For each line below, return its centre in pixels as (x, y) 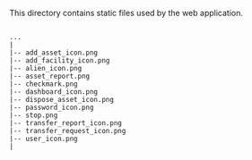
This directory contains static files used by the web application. (126, 13)
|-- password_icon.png (52, 107)
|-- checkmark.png (43, 84)
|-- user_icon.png (43, 139)
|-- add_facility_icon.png (60, 61)
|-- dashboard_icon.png (54, 92)
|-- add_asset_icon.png (54, 53)
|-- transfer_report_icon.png (66, 123)
